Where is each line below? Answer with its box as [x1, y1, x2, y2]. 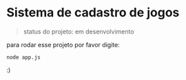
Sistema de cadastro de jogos [6, 5, 180, 21]
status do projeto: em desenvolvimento [23, 27, 135, 36]
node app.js [6, 53, 41, 61]
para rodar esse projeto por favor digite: [6, 40, 120, 49]
